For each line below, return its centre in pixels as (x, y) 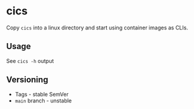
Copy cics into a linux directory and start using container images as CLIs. (97, 28)
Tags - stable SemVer (42, 94)
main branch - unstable (43, 101)
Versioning (27, 80)
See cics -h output (30, 60)
